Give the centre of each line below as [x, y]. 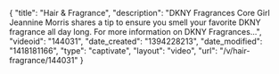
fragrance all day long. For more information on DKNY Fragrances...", [135, 32]
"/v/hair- [235, 51]
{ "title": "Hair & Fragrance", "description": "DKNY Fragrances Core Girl [139, 13]
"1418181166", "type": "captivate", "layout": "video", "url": [114, 51]
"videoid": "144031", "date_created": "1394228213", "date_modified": [136, 41]
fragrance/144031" [44, 60]
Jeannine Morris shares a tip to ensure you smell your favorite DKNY [135, 22]
